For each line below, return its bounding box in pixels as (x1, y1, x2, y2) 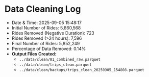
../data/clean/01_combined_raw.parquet (19, 57, 101, 62)
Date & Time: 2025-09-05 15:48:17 (11, 20, 82, 26)
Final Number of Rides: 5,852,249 (11, 40, 80, 46)
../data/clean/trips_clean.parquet (19, 62, 92, 67)
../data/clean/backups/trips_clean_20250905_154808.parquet (19, 67, 145, 72)
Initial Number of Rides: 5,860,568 (11, 25, 81, 30)
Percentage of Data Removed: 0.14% (11, 46, 86, 51)
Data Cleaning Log (4, 3, 81, 15)
